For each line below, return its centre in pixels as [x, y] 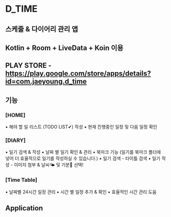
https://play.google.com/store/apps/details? [78, 74]
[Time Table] [21, 180]
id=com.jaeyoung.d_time [46, 81]
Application [24, 208]
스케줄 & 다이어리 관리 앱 [42, 29]
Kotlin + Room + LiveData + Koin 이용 [64, 48]
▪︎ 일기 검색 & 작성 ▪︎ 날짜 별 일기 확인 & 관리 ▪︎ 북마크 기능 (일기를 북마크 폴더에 [83, 152]
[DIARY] [16, 140]
